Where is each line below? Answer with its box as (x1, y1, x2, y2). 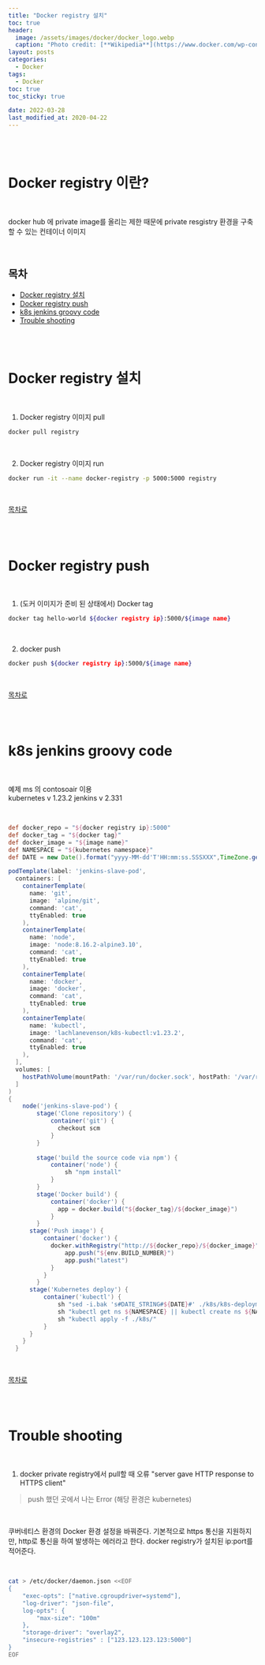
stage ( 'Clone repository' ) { (36, 1110, 132, 1118)
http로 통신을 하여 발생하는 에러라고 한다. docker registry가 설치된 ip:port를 (18, 1536, 254, 1546)
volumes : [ (15, 1066, 51, 1074)
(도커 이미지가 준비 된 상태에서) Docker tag (19, 599, 154, 609)
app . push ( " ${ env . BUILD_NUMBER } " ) (64, 1249, 175, 1257)
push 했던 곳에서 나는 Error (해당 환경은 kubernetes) (27, 1494, 192, 1504)
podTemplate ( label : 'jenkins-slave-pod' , (8, 868, 147, 876)
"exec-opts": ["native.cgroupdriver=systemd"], (22, 1592, 181, 1599)
